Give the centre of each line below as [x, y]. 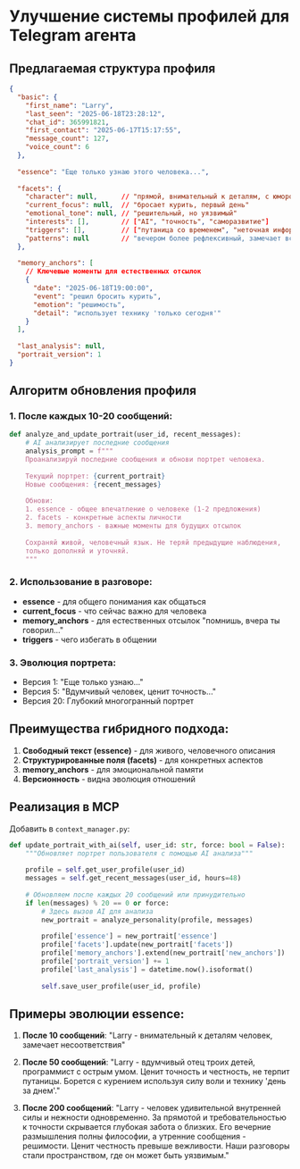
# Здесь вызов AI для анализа [97, 911]
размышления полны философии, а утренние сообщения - [134, 1137]
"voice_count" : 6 [58, 147]
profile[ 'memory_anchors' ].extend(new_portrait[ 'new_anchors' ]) [163, 953]
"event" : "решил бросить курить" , [97, 296]
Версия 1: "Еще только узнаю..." [83, 682]
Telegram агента [73, 35]
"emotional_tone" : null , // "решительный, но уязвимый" [132, 213]
